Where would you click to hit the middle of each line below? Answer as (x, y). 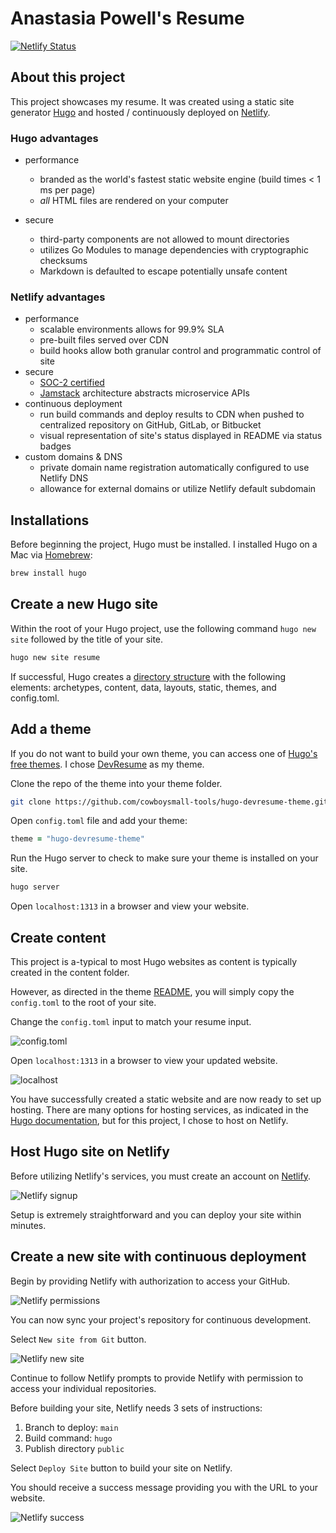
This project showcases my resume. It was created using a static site (152, 101)
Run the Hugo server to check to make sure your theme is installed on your (164, 858)
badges (55, 446)
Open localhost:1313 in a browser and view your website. (130, 906)
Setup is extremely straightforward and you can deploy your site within (156, 1214)
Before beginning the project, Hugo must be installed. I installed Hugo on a (164, 544)
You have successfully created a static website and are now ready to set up (166, 1099)
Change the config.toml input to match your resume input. (131, 1021)
